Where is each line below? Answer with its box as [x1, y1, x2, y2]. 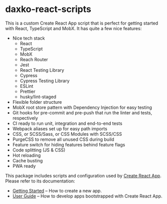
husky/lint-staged [20, 94, 57, 100]
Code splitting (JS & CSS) [12, 147, 66, 153]
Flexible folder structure [12, 99, 62, 105]
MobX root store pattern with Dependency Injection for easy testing [12, 104, 152, 110]
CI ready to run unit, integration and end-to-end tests [12, 120, 123, 126]
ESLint [20, 83, 34, 89]
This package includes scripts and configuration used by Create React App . [5, 172, 161, 178]
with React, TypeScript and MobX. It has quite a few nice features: [5, 25, 142, 31]
